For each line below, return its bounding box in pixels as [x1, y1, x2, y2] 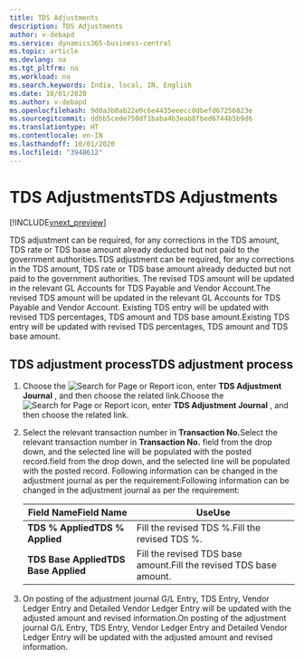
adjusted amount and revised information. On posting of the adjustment [22, 613, 287, 624]
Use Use [195, 506, 231, 519]
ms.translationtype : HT [9, 123, 100, 132]
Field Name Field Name [27, 506, 128, 519]
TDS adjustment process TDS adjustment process [9, 357, 294, 372]
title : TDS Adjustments [9, 13, 100, 23]
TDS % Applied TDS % [26, 521, 125, 534]
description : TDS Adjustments [9, 22, 124, 31]
